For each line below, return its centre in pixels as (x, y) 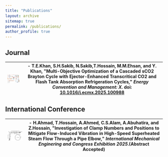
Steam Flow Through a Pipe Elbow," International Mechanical (94, 139)
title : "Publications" (29, 10)
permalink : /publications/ (33, 26)
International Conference (45, 109)
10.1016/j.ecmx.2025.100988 (92, 92)
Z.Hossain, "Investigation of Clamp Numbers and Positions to (94, 128)
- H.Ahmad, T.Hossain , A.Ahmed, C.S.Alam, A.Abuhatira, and (94, 123)
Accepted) (94, 149)
